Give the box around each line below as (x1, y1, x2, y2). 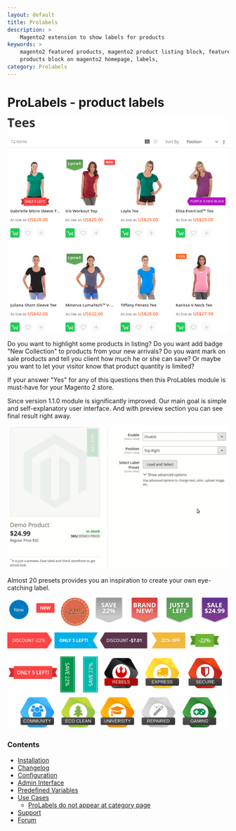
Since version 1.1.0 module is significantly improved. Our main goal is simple (7, 396, 227, 405)
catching (7, 584, 33, 592)
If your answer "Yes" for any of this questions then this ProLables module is (7, 375, 226, 383)
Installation (17, 756, 50, 764)
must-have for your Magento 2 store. (7, 383, 114, 391)
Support (17, 808, 41, 816)
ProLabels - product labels (7, 94, 165, 110)
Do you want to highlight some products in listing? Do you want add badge (7, 339, 223, 348)
